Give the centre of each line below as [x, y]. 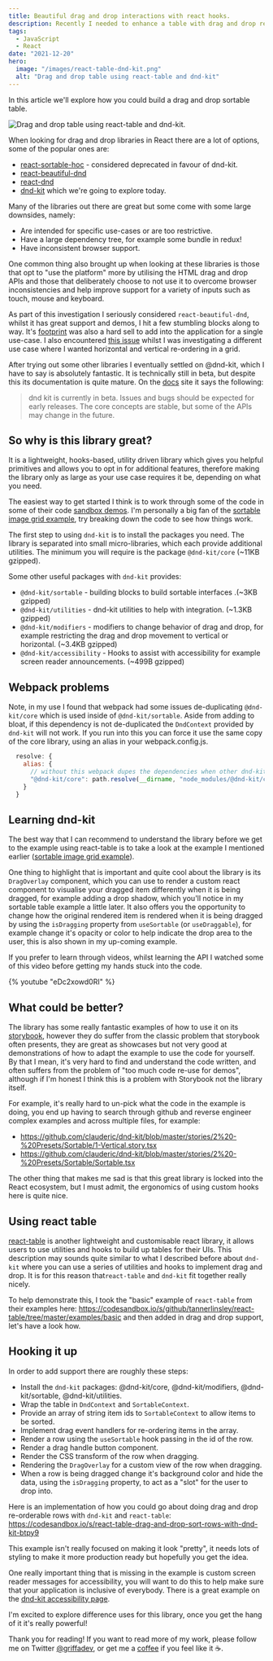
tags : [17, 31]
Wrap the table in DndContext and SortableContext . [104, 1404]
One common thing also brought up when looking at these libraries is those [134, 264]
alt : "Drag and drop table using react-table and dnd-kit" [118, 77]
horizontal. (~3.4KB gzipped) [69, 644]
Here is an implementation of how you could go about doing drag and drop [133, 1506]
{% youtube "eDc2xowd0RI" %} [62, 982]
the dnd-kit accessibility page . [59, 1598]
